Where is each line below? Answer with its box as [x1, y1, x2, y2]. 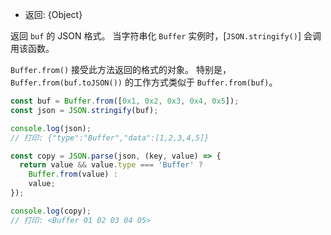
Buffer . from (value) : [28, 169, 118, 180]
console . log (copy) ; [10, 206, 92, 216]
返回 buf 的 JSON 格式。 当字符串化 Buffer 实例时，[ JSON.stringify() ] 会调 [10, 30, 322, 42]
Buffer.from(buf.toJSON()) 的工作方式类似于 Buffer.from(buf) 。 [10, 76, 278, 88]
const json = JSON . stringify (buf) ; [10, 105, 159, 115]
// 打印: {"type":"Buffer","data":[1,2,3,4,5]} [10, 133, 210, 143]
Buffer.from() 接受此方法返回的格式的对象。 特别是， [10, 64, 232, 75]
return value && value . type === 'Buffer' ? [19, 160, 203, 170]
